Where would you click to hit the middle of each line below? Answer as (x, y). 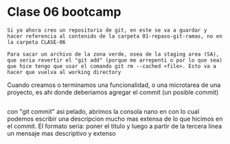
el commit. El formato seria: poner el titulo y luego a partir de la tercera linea (115, 126)
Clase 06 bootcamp (64, 12)
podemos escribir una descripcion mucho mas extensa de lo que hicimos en (115, 119)
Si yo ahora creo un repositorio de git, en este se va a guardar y (107, 30)
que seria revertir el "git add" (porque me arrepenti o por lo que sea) (115, 60)
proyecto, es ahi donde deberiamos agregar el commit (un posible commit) (113, 92)
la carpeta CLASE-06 (37, 42)
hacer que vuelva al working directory (64, 72)
